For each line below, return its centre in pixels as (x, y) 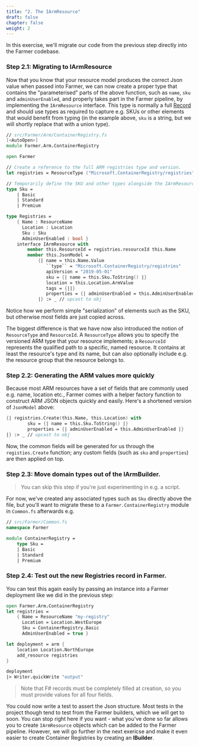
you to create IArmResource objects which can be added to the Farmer (91, 725)
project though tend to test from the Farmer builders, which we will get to (95, 713)
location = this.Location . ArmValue (90, 283)
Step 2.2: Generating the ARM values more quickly (81, 376)
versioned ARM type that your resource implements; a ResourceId (86, 341)
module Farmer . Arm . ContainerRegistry (53, 146)
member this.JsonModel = (58, 255)
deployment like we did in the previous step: (60, 595)
